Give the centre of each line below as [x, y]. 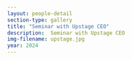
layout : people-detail [40, 13]
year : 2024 [23, 46]
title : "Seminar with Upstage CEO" [58, 26]
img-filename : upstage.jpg [46, 39]
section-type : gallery [40, 20]
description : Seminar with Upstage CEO [66, 33]
